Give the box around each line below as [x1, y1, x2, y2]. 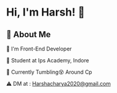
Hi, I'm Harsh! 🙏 [6, 5, 85, 19]
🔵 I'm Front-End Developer [6, 45, 72, 52]
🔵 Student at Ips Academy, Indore [6, 57, 89, 64]
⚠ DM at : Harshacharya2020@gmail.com [6, 80, 111, 87]
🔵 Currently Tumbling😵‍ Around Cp [6, 68, 92, 76]
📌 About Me [6, 29, 51, 40]
